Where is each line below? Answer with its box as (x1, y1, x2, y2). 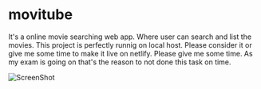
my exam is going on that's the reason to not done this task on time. (8, 57, 231, 67)
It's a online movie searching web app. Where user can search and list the (8, 32, 252, 41)
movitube (8, 6, 73, 24)
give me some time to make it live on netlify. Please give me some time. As (8, 48, 253, 58)
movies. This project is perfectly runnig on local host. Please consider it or (8, 40, 253, 49)
